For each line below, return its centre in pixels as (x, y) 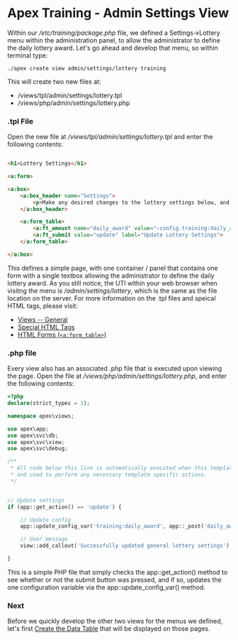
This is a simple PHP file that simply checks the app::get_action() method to (118, 572)
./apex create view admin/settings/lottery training (87, 68)
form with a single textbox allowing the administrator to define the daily (111, 276)
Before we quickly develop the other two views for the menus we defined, (115, 621)
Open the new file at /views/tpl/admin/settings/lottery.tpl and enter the (110, 137)
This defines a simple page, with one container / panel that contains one (113, 268)
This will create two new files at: (54, 81)
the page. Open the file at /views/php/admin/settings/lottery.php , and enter (117, 376)
